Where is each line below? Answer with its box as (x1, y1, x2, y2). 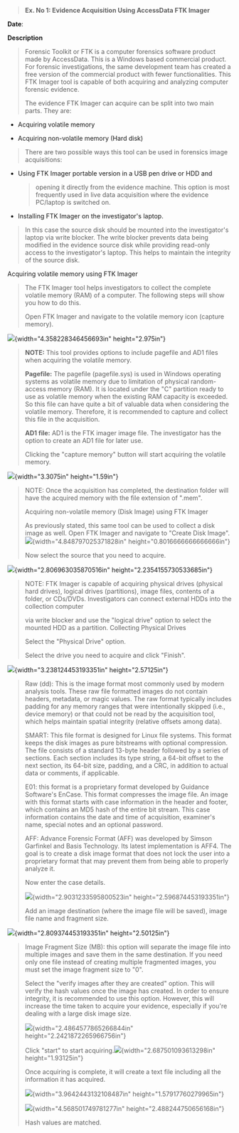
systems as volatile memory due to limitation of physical (24, 377, 190, 385)
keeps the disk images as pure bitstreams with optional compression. (24, 739, 228, 747)
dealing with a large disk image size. (24, 1009, 132, 1018)
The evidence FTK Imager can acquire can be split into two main (24, 99, 215, 107)
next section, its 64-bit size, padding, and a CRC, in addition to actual (24, 761, 228, 770)
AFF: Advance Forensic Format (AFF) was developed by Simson (24, 834, 212, 842)
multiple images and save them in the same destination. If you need (24, 950, 223, 959)
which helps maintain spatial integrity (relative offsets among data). (24, 718, 223, 725)
